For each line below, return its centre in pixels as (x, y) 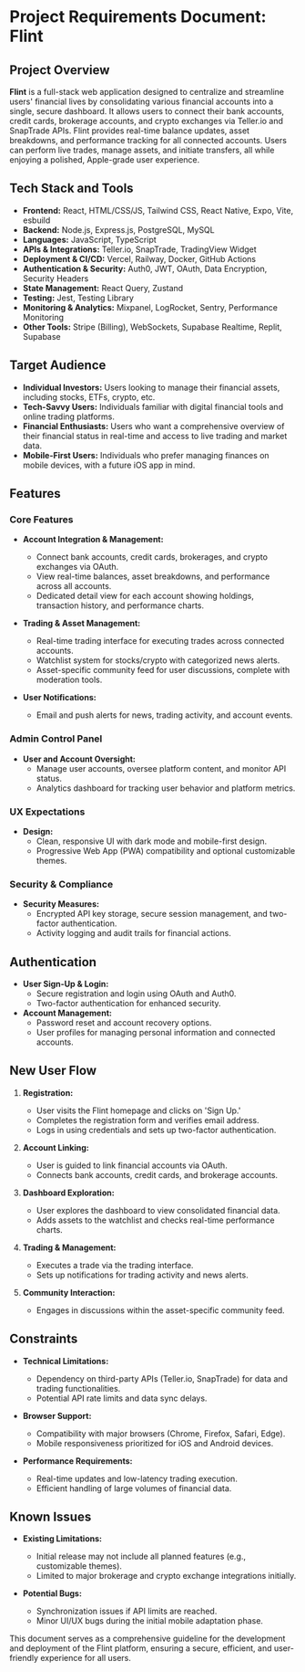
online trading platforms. (69, 416)
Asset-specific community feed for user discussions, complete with (163, 670)
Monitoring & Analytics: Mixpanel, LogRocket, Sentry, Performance (150, 307)
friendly (24, 1658)
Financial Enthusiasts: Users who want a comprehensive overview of (153, 426)
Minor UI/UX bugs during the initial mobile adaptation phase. (150, 1621)
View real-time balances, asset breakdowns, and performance (153, 576)
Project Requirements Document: (138, 17)
